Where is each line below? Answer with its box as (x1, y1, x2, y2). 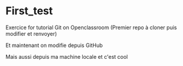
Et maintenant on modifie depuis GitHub (5, 42, 103, 49)
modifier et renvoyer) (5, 30, 57, 37)
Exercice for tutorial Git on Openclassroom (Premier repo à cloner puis (5, 24, 177, 31)
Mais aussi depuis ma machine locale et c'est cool (5, 53, 128, 60)
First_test (5, 4, 53, 18)
